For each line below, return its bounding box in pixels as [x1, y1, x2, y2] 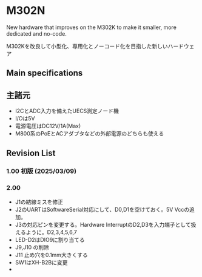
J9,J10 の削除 [15, 243, 50, 251]
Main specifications [6, 68, 83, 79]
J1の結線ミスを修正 [15, 198, 64, 206]
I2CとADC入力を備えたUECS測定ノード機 [15, 107, 120, 115]
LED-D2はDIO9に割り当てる [15, 236, 85, 243]
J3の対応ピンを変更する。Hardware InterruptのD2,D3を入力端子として [15, 221, 191, 228]
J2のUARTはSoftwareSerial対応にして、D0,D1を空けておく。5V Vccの [15, 206, 190, 213]
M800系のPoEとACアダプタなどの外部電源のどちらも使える [15, 130, 164, 137]
